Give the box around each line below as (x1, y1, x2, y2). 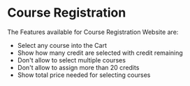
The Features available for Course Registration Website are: (7, 28, 179, 36)
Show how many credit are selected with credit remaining (17, 49, 183, 57)
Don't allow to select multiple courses (17, 55, 126, 64)
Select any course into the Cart (17, 41, 107, 49)
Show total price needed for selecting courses (17, 71, 151, 79)
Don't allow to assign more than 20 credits (17, 63, 140, 71)
